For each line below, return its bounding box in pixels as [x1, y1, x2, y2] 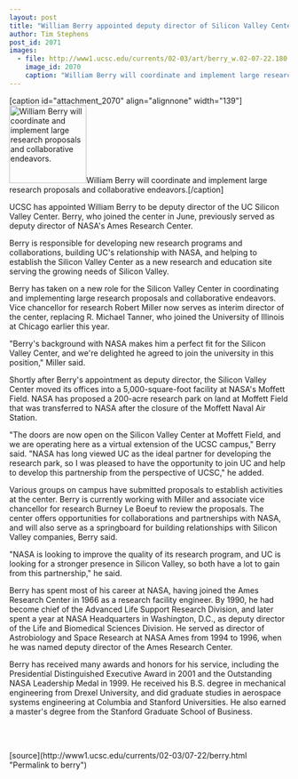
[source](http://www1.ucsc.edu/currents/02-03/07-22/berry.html [9, 750, 247, 760]
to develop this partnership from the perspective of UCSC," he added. [9, 467, 264, 478]
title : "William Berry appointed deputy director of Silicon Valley [9, 21, 268, 30]
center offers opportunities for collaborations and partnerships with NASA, [9, 512, 282, 523]
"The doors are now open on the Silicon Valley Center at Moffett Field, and [9, 429, 281, 440]
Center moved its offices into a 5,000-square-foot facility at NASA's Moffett [9, 383, 286, 394]
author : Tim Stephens [9, 29, 90, 38]
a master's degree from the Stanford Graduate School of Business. [9, 706, 253, 717]
